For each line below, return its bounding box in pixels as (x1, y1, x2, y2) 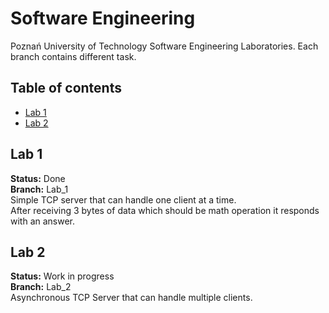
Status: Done (10, 172, 66, 184)
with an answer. (10, 215, 76, 227)
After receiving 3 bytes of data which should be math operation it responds (10, 204, 320, 216)
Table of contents (10, 80, 122, 97)
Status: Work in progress (10, 270, 115, 282)
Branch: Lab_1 (10, 183, 69, 195)
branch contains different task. (10, 50, 137, 62)
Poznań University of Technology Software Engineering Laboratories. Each (10, 40, 319, 52)
